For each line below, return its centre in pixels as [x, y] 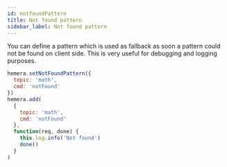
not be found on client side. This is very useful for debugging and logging [112, 53]
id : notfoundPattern [37, 14]
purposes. [22, 61]
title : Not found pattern [44, 20]
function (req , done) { [46, 132]
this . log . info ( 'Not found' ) [60, 138]
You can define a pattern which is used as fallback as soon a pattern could [114, 46]
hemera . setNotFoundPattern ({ [49, 73]
